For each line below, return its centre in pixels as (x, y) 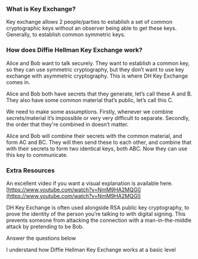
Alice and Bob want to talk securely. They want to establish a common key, (98, 63)
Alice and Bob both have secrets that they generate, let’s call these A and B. (99, 94)
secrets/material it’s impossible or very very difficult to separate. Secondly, (98, 118)
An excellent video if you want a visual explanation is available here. (89, 183)
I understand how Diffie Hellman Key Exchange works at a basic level (91, 249)
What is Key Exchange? (41, 9)
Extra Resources (30, 170)
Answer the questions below (41, 238)
